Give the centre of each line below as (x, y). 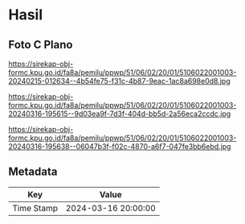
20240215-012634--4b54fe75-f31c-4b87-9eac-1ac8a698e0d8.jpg (119, 81)
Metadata (33, 172)
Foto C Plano (41, 45)
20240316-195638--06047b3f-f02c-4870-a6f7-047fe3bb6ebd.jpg (120, 146)
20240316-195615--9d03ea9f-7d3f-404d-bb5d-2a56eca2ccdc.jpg (120, 114)
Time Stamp (35, 208)
